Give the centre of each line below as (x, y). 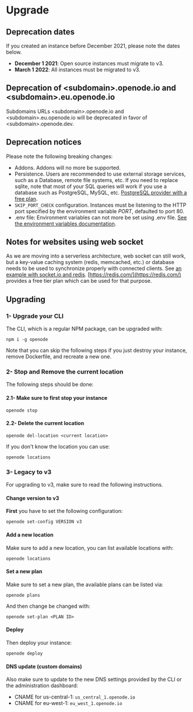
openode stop (22, 410)
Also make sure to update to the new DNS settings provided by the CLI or (94, 679)
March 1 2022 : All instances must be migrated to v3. (78, 70)
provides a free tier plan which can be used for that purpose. (79, 281)
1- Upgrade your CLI (35, 316)
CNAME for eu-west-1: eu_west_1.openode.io (68, 703)
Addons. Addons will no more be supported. (67, 167)
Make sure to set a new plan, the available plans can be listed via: (85, 584)
